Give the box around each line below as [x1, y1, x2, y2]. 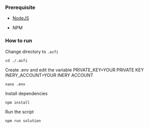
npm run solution [5, 118, 41, 123]
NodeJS [12, 15, 29, 21]
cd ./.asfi [5, 58, 28, 63]
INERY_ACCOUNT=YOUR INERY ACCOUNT [5, 72, 93, 78]
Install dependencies [5, 90, 48, 96]
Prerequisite [5, 4, 36, 11]
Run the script [5, 109, 34, 115]
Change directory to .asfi [5, 49, 59, 55]
